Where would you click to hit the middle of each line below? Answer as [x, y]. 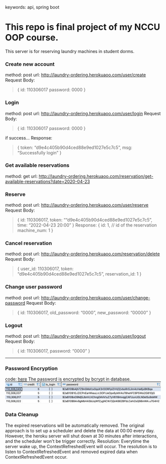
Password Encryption [31, 368]
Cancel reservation [29, 243]
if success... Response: [29, 138]
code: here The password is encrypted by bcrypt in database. [68, 379]
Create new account [30, 64]
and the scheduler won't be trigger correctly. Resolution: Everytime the [77, 441]
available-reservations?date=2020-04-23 [48, 181]
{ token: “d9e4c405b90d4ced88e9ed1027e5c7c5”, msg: [75, 147]
